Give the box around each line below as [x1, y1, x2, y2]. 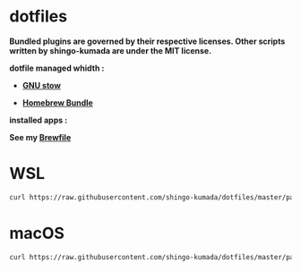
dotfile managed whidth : [9, 63, 105, 73]
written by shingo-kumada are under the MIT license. [9, 45, 212, 55]
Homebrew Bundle [21, 97, 94, 108]
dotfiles [9, 6, 68, 27]
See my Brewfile [9, 131, 72, 142]
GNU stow [21, 80, 61, 90]
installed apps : [9, 114, 68, 125]
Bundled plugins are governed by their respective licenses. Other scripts [9, 36, 286, 47]
